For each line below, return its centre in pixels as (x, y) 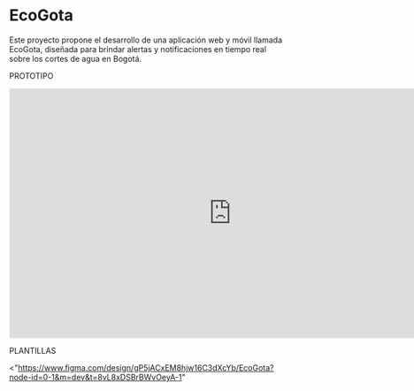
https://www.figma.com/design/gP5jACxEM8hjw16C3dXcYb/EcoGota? (146, 367)
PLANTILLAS (33, 350)
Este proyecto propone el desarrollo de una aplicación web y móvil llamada (146, 40)
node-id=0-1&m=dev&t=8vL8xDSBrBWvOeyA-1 (96, 377)
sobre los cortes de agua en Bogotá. (76, 58)
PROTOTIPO (31, 75)
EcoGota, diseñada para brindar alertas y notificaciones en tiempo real (138, 49)
